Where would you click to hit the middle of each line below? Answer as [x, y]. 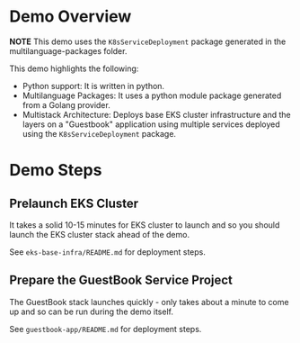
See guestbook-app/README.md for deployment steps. [106, 329]
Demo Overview [71, 17]
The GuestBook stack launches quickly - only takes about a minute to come [149, 302]
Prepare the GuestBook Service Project [121, 280]
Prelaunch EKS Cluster [74, 203]
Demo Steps [56, 171]
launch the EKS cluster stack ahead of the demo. [100, 234]
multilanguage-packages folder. [68, 50]
